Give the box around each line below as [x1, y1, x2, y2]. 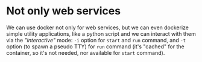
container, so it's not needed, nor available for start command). [6, 49, 165, 56]
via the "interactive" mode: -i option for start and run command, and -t [6, 36, 186, 44]
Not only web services [6, 4, 121, 18]
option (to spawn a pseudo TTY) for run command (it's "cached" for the [6, 43, 185, 50]
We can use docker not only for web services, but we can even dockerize [6, 24, 189, 31]
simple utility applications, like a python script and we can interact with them [6, 30, 196, 37]
